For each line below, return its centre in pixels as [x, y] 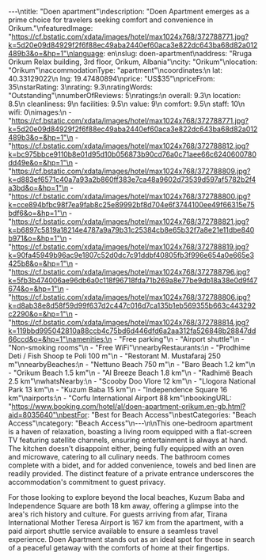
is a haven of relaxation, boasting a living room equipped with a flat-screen [130, 431]
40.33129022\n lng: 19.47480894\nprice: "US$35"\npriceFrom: [112, 79]
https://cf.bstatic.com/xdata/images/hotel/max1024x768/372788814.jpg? [130, 322]
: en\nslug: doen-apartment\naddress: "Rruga [177, 53]
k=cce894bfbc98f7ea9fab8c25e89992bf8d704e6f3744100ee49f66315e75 [131, 204]
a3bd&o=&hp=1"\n [38, 188]
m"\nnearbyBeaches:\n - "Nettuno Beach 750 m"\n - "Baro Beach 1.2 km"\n [132, 364]
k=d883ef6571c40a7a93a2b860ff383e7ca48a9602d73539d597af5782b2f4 [132, 180]
